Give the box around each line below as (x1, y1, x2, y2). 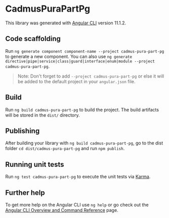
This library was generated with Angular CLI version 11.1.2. (5, 20, 126, 26)
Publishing (5, 126, 40, 135)
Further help (5, 188, 46, 197)
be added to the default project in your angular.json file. (17, 78, 136, 84)
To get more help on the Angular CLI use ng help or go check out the (5, 202, 149, 208)
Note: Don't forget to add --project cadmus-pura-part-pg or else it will (17, 73, 164, 79)
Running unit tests (5, 160, 64, 169)
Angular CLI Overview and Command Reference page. (5, 207, 118, 213)
